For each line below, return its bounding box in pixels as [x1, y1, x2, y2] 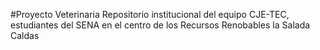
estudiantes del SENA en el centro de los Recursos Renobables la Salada [10, 19, 311, 31]
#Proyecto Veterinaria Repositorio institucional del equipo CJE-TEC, [10, 9, 290, 20]
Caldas [10, 30, 40, 41]
